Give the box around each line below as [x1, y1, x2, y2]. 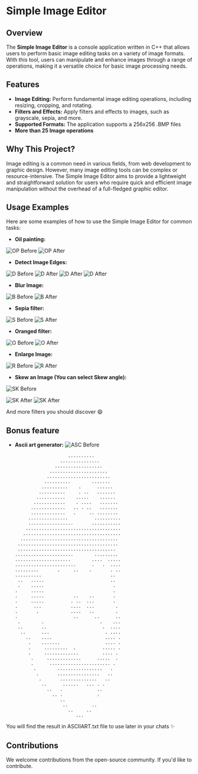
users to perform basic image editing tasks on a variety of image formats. [6, 50, 185, 57]
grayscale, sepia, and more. [14, 114, 83, 121]
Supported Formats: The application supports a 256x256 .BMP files [14, 120, 181, 128]
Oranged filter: [14, 328, 52, 335]
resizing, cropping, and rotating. [14, 101, 93, 109]
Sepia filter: [14, 304, 44, 312]
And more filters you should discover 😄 [6, 408, 103, 415]
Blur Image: [14, 282, 44, 289]
